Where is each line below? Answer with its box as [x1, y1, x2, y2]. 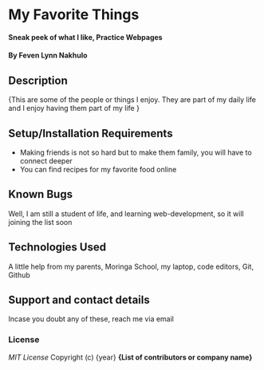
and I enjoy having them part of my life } [8, 104, 140, 113]
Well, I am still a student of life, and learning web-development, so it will [8, 209, 245, 218]
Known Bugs [8, 187, 73, 201]
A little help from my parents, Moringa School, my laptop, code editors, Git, [8, 262, 254, 271]
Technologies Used [8, 241, 106, 254]
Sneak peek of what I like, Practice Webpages [8, 32, 163, 41]
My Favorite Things [8, 6, 140, 24]
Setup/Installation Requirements [8, 126, 173, 140]
